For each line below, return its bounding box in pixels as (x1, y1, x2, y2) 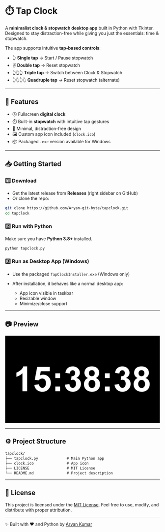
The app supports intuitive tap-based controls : (5, 45, 101, 51)
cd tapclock (5, 211, 29, 216)
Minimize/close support (19, 300, 68, 307)
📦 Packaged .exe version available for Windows (12, 138, 111, 144)
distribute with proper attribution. (5, 507, 72, 513)
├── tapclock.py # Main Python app (5, 456, 105, 461)
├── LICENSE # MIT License (5, 466, 96, 470)
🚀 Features (5, 98, 39, 106)
